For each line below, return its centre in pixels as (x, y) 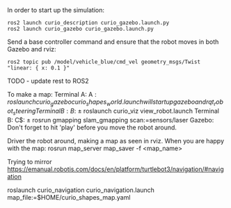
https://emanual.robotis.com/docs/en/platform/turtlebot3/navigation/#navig (115, 169)
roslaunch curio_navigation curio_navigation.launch (81, 190)
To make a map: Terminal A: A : (52, 94)
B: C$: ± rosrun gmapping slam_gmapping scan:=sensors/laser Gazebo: (111, 120)
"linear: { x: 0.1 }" (39, 68)
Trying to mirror (30, 161)
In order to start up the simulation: (56, 10)
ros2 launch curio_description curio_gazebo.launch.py (88, 23)
